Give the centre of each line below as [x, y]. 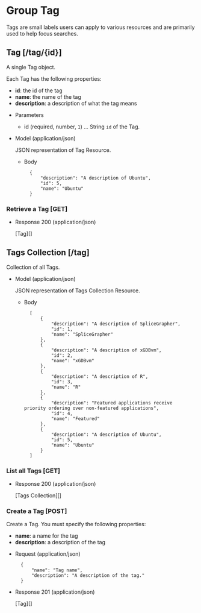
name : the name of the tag [48, 96]
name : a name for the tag [46, 536]
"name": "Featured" [76, 419]
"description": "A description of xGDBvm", [106, 350]
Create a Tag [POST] [37, 511]
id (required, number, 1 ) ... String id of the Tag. [82, 127]
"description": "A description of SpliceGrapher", [116, 324]
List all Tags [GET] [33, 471]
